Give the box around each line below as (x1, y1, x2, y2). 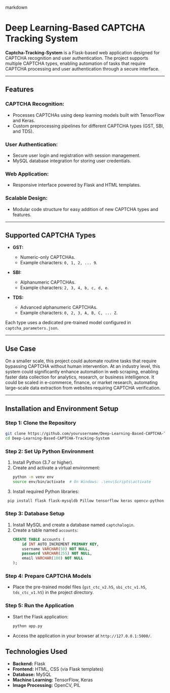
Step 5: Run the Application (5, 602, 74, 609)
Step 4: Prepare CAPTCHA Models (5, 572, 92, 579)
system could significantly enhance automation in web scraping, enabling (5, 369, 158, 375)
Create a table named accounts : (12, 527, 78, 533)
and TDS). (12, 128, 34, 134)
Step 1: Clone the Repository (5, 420, 76, 427)
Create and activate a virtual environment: (12, 464, 100, 471)
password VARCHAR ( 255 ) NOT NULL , (22, 551, 93, 556)
